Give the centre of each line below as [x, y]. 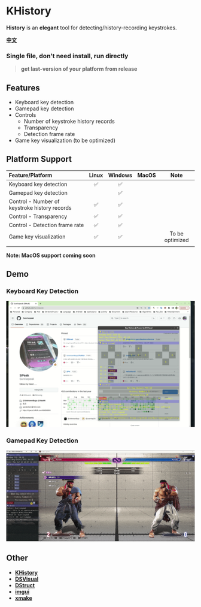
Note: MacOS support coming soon [51, 255]
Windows [120, 176]
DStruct [25, 585]
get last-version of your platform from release [79, 69]
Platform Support [39, 159]
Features [23, 88]
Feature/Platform [31, 176]
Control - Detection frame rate [46, 225]
